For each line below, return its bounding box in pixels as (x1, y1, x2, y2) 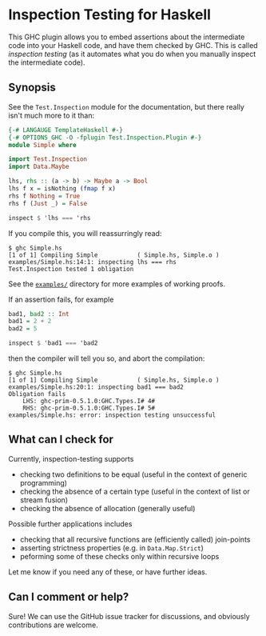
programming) (19, 478, 68, 487)
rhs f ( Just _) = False (8, 199, 88, 207)
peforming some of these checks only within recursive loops (19, 551, 220, 561)
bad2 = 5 (8, 325, 38, 333)
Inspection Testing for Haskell (8, 6, 212, 24)
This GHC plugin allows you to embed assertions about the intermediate (8, 32, 245, 42)
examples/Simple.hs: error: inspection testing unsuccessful (8, 411, 216, 419)
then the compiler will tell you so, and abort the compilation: (8, 354, 205, 363)
